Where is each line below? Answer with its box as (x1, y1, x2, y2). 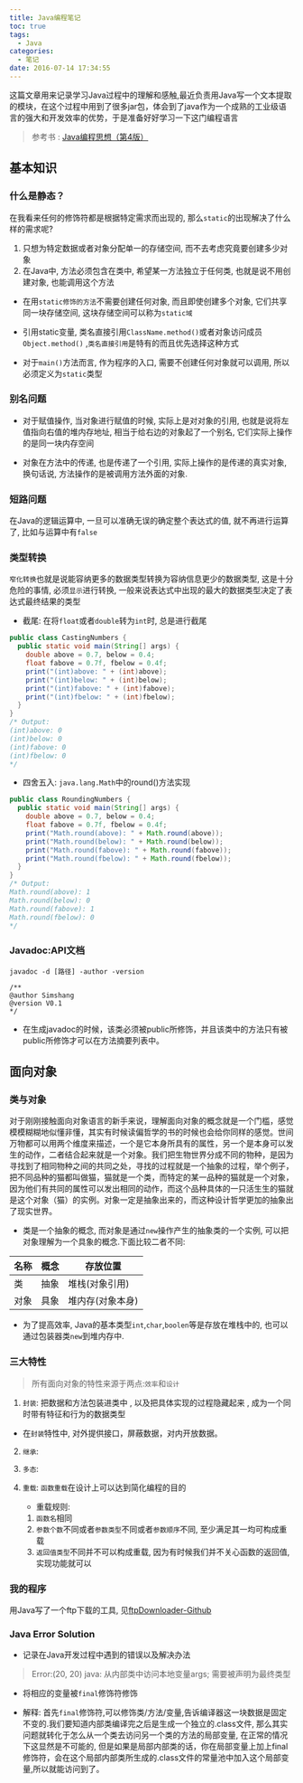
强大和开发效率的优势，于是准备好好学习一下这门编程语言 (24, 112, 239, 123)
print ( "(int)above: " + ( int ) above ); (25, 666, 168, 676)
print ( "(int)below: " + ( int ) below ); (25, 675, 168, 684)
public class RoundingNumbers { (9, 795, 131, 805)
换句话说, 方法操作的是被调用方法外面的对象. (22, 467, 188, 479)
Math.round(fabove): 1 (9, 904, 95, 913)
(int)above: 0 (9, 726, 63, 735)
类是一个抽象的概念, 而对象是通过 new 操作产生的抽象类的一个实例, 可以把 (22, 1225, 289, 1236)
